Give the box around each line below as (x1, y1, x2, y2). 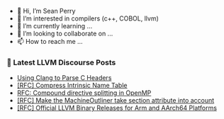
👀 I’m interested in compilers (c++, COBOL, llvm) (16, 14, 159, 23)
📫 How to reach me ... (16, 38, 83, 45)
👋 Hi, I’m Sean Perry (16, 7, 76, 15)
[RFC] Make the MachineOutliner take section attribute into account (16, 96, 215, 105)
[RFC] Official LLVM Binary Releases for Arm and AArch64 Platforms (16, 103, 218, 113)
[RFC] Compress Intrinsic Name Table (16, 81, 128, 90)
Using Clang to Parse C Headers (16, 74, 112, 82)
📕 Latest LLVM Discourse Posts (6, 57, 116, 67)
